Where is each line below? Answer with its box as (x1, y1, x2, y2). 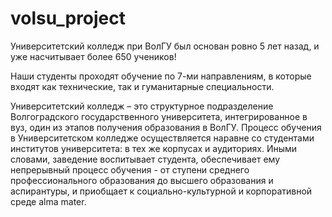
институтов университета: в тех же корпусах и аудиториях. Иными (10, 142, 298, 154)
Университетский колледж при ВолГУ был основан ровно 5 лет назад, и (10, 40, 320, 52)
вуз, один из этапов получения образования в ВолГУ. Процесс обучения (10, 121, 322, 133)
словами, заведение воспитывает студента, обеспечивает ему (10, 153, 281, 165)
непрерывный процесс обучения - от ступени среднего (10, 163, 250, 176)
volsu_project (10, 7, 127, 30)
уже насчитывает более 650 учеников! (10, 50, 177, 62)
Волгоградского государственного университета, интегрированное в (10, 110, 308, 122)
